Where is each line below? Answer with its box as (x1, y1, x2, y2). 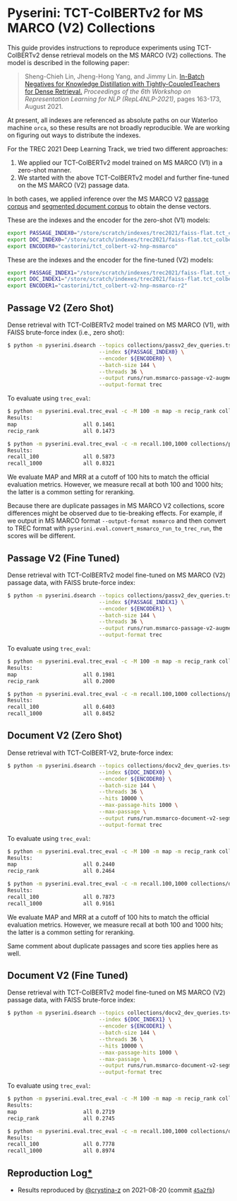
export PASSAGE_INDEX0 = (7, 229, 78, 236)
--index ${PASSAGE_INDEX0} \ (98, 348, 185, 355)
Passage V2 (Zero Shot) (7, 302, 114, 314)
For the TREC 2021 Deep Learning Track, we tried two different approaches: (7, 144, 228, 153)
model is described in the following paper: (7, 58, 130, 66)
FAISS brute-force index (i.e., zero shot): (7, 328, 125, 337)
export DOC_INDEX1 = (7, 276, 65, 283)
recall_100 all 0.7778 (7, 1141, 115, 1148)
